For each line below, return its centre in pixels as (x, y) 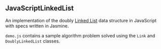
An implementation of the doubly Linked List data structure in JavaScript (81, 20)
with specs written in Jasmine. (37, 26)
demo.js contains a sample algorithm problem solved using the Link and (80, 35)
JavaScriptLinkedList (40, 8)
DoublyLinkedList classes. (33, 41)
